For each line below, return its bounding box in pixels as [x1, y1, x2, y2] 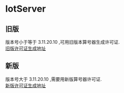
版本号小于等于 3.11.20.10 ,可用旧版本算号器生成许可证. [5, 39, 120, 45]
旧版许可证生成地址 [5, 45, 46, 51]
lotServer [5, 3, 46, 15]
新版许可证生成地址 [5, 82, 46, 88]
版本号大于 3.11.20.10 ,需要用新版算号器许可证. [5, 76, 102, 82]
